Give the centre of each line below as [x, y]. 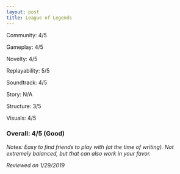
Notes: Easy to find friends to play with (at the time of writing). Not [90, 147]
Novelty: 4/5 [22, 59]
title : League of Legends [39, 18]
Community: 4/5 [27, 35]
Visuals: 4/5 [21, 118]
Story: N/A [20, 94]
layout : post [23, 12]
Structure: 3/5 [24, 106]
